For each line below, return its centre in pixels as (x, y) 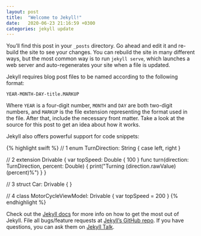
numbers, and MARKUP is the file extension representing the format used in (97, 112)
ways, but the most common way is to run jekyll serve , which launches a (98, 59)
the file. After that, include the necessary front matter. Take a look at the (95, 118)
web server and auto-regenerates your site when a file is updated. (88, 65)
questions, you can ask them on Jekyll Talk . (60, 227)
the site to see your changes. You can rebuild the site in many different (107, 53)
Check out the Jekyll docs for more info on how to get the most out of (93, 214)
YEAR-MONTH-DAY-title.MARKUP (43, 94)
